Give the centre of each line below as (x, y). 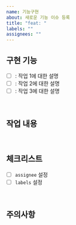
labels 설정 (29, 182)
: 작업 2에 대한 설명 (37, 83)
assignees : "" (24, 34)
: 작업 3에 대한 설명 (37, 91)
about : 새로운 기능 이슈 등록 (38, 17)
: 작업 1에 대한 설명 (37, 75)
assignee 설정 (31, 174)
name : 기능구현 (22, 12)
